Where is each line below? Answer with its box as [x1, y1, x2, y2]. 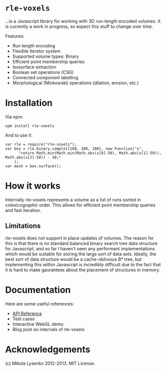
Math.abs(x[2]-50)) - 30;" [5, 155, 61, 160]
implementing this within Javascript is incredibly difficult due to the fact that [5, 261, 161, 267]
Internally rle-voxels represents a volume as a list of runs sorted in [5, 196, 141, 202]
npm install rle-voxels [5, 123, 55, 128]
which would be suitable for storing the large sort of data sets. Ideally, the [5, 251, 157, 257]
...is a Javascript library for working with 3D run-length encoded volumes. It [5, 18, 161, 24]
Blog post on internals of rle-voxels [12, 326, 85, 332]
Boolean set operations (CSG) [12, 69, 74, 75]
